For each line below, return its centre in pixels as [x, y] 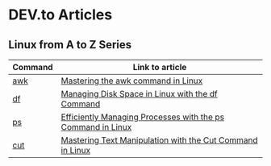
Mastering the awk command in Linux [132, 81]
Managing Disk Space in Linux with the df [139, 94]
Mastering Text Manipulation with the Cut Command [159, 140]
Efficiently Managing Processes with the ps [142, 117]
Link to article [160, 67]
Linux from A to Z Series [70, 45]
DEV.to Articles [60, 15]
